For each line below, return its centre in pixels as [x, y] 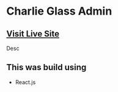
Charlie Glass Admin [59, 11]
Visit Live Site [33, 34]
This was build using [46, 67]
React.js [25, 82]
